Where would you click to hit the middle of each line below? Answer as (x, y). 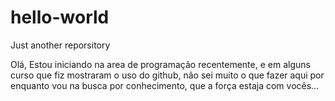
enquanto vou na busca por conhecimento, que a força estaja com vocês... (165, 85)
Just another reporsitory (60, 45)
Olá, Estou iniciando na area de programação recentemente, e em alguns (160, 64)
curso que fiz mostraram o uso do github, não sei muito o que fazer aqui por (167, 75)
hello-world (60, 17)
